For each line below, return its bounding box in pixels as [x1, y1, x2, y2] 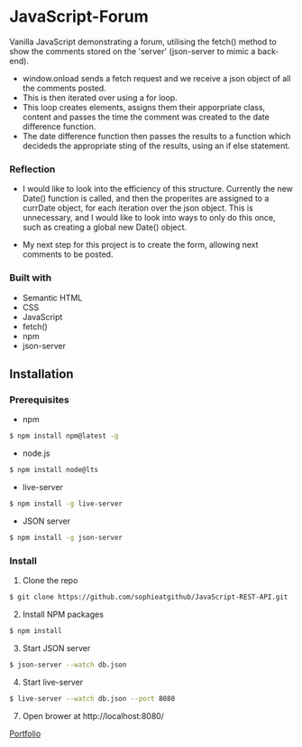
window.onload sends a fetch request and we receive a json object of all [22, 72, 291, 83]
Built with [9, 271, 52, 284]
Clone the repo [22, 575, 78, 586]
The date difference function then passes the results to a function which [22, 130, 291, 141]
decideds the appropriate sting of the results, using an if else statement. [22, 140, 290, 151]
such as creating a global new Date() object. [22, 222, 188, 232]
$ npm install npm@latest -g [9, 431, 119, 440]
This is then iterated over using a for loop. [22, 92, 178, 103]
